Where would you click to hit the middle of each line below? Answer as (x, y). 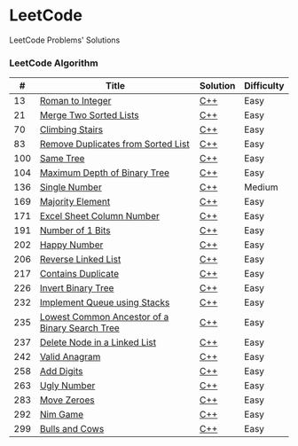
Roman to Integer (75, 101)
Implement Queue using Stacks (105, 302)
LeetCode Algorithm (54, 63)
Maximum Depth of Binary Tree (105, 173)
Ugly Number (67, 386)
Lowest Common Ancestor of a (104, 317)
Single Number (71, 187)
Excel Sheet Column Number (99, 216)
